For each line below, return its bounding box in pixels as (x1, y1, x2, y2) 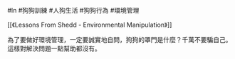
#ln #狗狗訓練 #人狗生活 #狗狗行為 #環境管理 (7, 6, 140, 14)
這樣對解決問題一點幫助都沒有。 (7, 44, 101, 53)
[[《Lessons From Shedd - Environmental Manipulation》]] (7, 20, 172, 29)
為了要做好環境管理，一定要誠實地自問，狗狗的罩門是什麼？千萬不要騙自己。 (7, 36, 232, 44)
